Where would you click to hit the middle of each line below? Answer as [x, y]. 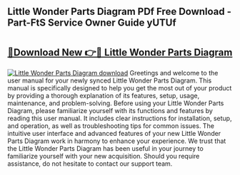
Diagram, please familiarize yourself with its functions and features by [110, 111]
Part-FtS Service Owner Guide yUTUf [92, 23]
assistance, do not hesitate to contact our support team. [90, 164]
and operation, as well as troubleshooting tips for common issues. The [111, 126]
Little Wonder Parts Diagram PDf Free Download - [120, 12]
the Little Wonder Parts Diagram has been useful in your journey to [105, 148]
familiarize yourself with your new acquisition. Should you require [104, 156]
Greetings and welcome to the [174, 73]
